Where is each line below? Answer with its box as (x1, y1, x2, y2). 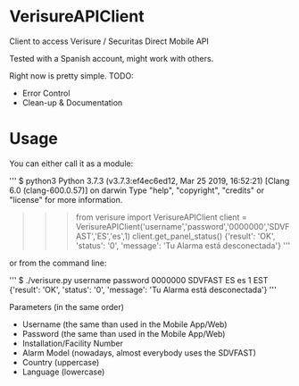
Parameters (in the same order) (9, 301, 125, 312)
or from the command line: (9, 257, 107, 268)
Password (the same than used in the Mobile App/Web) (21, 328, 226, 339)
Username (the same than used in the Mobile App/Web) (21, 319, 228, 330)
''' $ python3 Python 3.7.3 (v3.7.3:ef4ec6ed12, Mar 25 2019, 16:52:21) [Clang (9, 175, 290, 186)
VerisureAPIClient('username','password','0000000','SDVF (75, 221, 290, 231)
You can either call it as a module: (9, 158, 134, 169)
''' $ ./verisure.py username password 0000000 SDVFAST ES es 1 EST (9, 274, 269, 285)
